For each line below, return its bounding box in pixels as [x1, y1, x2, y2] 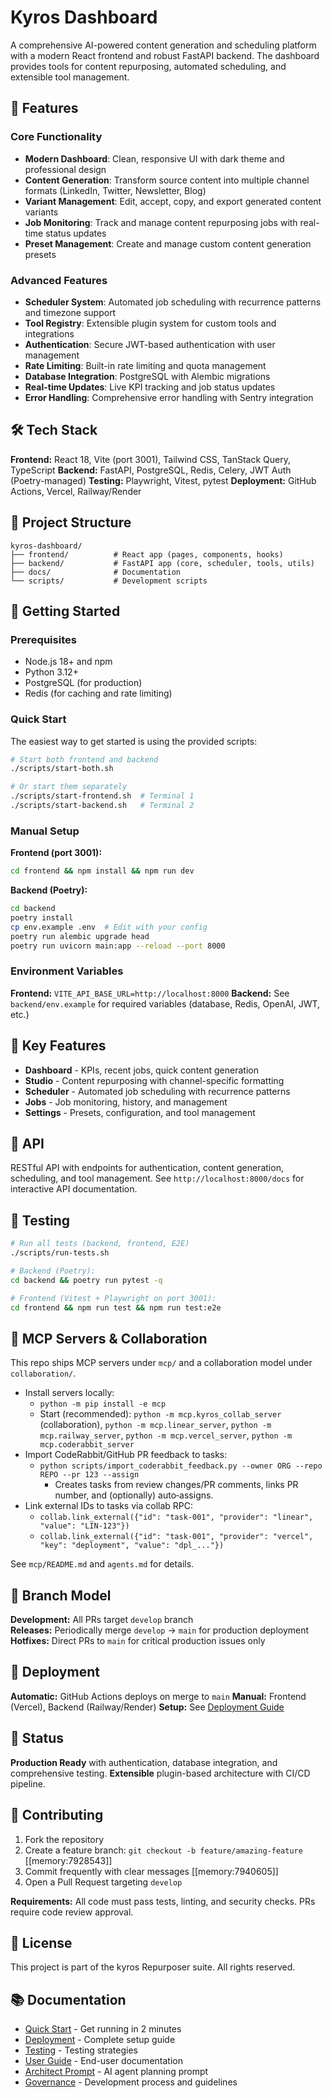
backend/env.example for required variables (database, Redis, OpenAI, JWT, [10, 997, 321, 1010]
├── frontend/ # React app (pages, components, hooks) [10, 549, 284, 560]
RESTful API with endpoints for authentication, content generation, [10, 1162, 284, 1174]
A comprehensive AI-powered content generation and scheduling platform [10, 39, 317, 51]
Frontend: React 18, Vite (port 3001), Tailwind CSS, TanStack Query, [10, 453, 291, 465]
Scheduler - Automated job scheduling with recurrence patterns [24, 1085, 291, 1097]
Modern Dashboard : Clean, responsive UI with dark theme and [24, 152, 285, 165]
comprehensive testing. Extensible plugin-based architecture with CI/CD [10, 1767, 311, 1779]
